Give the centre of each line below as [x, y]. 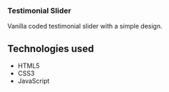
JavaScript [34, 81]
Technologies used [51, 48]
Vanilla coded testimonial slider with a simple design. [85, 26]
